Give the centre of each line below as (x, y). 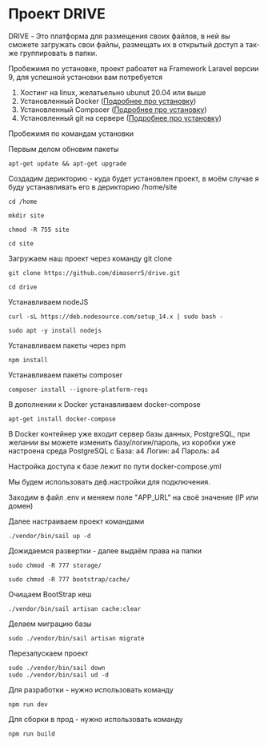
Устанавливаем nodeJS (48, 301)
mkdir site (26, 215)
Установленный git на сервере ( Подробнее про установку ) (121, 118)
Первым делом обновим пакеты (64, 149)
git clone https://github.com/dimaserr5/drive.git (94, 273)
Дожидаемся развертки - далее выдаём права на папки (105, 551)
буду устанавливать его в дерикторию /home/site (93, 187)
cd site (21, 243)
